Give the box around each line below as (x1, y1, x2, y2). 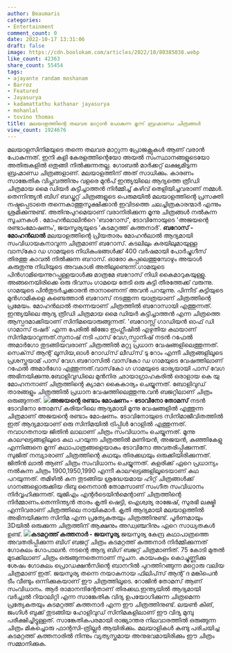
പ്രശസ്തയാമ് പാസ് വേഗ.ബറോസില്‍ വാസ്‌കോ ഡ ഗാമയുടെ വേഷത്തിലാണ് (7, 356, 224, 365)
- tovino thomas (7, 113, 54, 120)
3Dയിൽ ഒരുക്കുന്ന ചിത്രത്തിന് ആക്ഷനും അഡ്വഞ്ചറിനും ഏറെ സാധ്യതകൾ (7, 522, 215, 530)
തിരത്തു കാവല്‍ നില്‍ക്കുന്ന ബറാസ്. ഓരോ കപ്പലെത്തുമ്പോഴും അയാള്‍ (7, 255, 202, 263)
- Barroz (7, 81, 33, 88)
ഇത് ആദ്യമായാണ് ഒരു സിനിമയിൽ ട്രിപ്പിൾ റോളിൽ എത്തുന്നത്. (7, 420, 187, 428)
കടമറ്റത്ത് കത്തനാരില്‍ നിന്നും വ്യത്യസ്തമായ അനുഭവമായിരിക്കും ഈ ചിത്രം (7, 631, 215, 640)
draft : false (7, 42, 45, 49)
